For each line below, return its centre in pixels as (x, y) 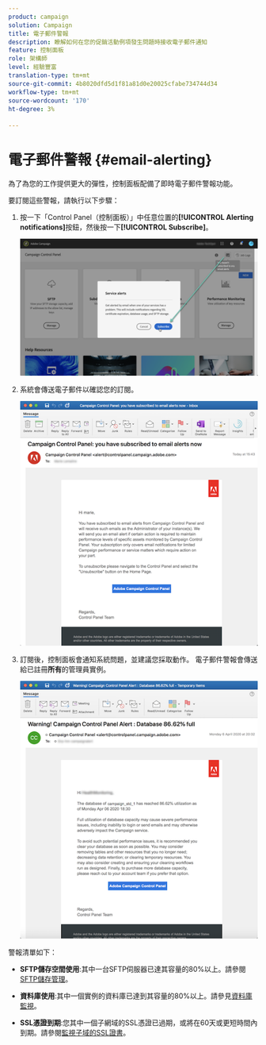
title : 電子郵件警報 (38, 33)
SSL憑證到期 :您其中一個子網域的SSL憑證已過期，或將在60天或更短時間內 (139, 1022)
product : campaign (38, 17)
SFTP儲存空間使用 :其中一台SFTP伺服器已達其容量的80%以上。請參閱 (133, 969)
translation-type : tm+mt (49, 75)
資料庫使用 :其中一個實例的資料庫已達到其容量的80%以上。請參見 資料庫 (136, 996)
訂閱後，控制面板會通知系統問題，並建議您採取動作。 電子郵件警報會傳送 (139, 659)
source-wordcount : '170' (49, 100)
